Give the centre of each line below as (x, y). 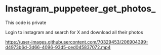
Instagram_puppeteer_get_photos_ (80, 9)
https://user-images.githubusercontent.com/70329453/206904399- (77, 42)
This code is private (26, 22)
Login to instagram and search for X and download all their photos (74, 32)
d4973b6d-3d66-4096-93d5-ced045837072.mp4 (58, 47)
